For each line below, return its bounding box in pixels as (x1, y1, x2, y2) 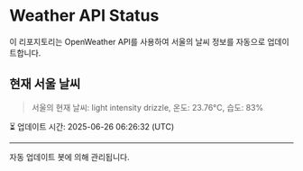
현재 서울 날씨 (9, 76, 81, 92)
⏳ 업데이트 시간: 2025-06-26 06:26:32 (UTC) (9, 121, 174, 131)
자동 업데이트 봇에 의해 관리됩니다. (9, 151, 130, 162)
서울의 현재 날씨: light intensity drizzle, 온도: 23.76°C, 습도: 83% (31, 102, 264, 112)
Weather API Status (9, 5, 160, 26)
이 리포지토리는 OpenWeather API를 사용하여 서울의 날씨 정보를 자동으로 (9, 36, 266, 47)
